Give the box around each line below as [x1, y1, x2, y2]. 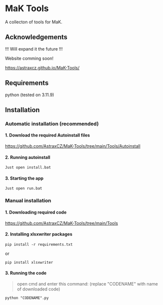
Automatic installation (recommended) [5, 120, 99, 127]
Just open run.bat [5, 186, 42, 191]
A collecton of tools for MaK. [5, 19, 62, 25]
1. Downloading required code [5, 209, 67, 215]
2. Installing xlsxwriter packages [5, 231, 72, 237]
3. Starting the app [5, 175, 44, 181]
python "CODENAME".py [5, 296, 49, 301]
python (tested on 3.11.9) [5, 92, 54, 98]
